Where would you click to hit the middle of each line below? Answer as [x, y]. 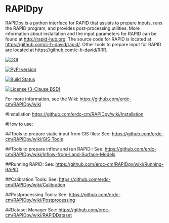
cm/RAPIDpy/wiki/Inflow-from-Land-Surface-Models [60, 154]
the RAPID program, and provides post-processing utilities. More [73, 28]
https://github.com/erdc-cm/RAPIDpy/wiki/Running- [110, 164]
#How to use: [19, 124]
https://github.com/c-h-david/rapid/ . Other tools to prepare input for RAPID [83, 44]
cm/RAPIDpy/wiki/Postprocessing [40, 200]
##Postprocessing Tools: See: [36, 194]
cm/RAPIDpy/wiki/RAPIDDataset [39, 215]
